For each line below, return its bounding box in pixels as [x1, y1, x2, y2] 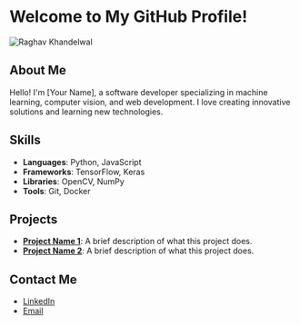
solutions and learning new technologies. [9, 106, 164, 117]
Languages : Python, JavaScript [22, 156, 143, 167]
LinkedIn [22, 296, 55, 307]
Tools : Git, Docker [22, 185, 91, 196]
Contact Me [9, 271, 77, 287]
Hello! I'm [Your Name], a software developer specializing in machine [9, 86, 268, 97]
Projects [9, 212, 58, 227]
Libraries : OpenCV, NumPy [22, 175, 125, 187]
